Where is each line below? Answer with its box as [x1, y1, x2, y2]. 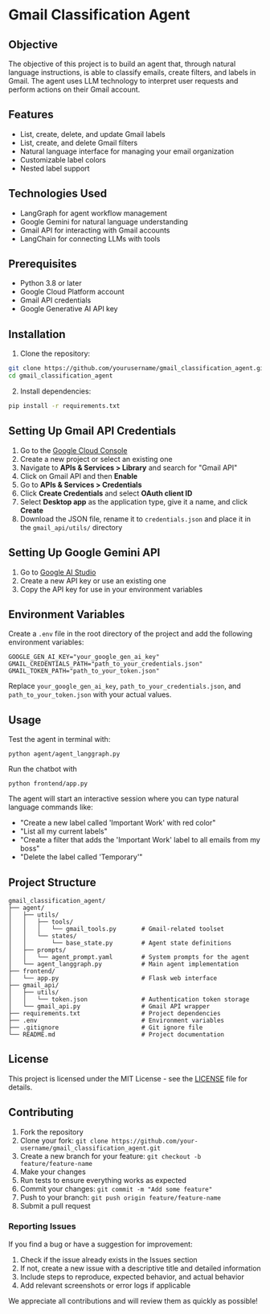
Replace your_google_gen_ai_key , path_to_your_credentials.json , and [8, 682, 241, 691]
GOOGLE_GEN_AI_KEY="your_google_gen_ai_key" [8, 653, 160, 661]
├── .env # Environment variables [8, 1016, 225, 1024]
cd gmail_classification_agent [8, 372, 113, 380]
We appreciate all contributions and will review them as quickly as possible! [8, 1295, 259, 1305]
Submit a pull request [19, 1201, 91, 1210]
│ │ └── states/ [8, 932, 78, 940]
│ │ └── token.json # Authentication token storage [8, 995, 250, 1003]
